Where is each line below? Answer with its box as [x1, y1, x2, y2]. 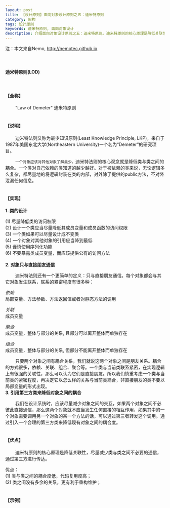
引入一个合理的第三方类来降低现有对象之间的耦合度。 [9, 419, 120, 425]
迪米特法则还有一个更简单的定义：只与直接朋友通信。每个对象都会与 [15, 272, 157, 279]
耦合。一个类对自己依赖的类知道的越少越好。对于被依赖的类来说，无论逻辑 [5, 165, 160, 171]
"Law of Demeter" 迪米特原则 [15, 105, 76, 111]
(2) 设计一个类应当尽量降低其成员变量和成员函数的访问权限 [5, 224, 128, 230]
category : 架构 [5, 17, 36, 22]
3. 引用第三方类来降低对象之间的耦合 [5, 389, 82, 396]
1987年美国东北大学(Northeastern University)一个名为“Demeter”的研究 [5, 141, 153, 147]
